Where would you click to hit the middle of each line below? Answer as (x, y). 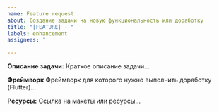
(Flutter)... (22, 87)
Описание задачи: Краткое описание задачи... (78, 66)
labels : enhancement (38, 33)
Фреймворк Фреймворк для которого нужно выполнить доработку (109, 80)
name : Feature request (41, 14)
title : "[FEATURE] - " (41, 27)
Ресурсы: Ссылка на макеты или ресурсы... (74, 101)
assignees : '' (28, 40)
